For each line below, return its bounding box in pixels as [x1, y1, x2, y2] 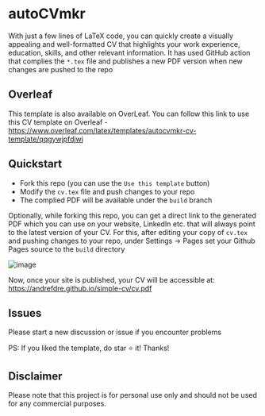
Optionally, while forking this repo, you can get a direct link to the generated [8, 210, 256, 220]
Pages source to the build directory [8, 244, 125, 254]
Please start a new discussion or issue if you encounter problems [8, 327, 222, 337]
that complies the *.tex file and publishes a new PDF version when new [8, 56, 244, 66]
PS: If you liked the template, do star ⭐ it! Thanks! [8, 343, 170, 353]
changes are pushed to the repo [8, 64, 113, 74]
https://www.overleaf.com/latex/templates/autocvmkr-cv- [8, 125, 197, 135]
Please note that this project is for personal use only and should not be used [8, 391, 258, 400]
